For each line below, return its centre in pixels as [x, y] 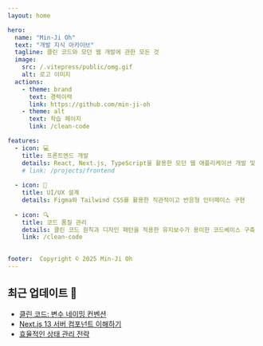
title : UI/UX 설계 [51, 193]
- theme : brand [47, 89]
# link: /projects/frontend [68, 171]
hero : [16, 30]
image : [26, 60]
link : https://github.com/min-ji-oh [89, 104]
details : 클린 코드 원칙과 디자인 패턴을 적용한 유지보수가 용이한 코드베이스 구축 [139, 230]
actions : [29, 82]
